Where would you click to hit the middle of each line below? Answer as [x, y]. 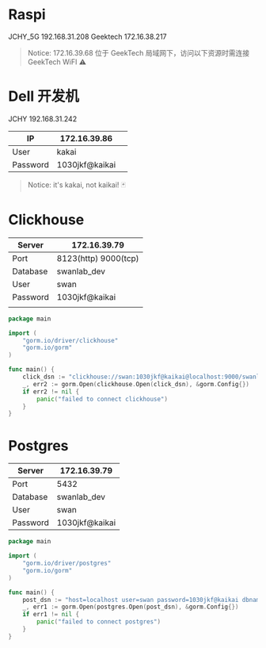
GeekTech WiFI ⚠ [57, 62]
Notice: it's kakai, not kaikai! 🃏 [77, 185]
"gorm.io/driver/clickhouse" [70, 340]
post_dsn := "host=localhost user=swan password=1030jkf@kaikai [131, 600]
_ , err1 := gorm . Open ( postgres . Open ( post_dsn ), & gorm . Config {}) [131, 607]
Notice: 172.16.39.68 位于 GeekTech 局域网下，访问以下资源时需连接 [139, 52]
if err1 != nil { [51, 615]
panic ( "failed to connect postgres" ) [99, 622]
